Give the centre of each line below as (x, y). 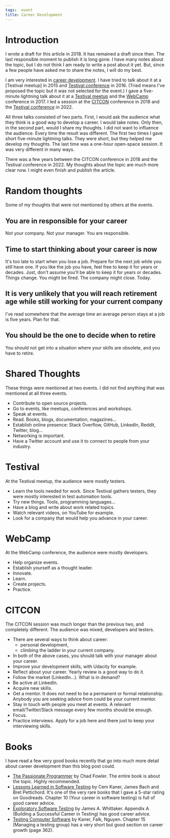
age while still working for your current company (84, 302)
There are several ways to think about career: (60, 639)
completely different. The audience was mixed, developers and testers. (80, 630)
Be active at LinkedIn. (35, 683)
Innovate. (22, 573)
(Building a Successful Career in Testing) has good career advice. (82, 814)
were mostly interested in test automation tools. (63, 496)
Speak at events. (30, 414)
